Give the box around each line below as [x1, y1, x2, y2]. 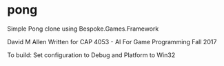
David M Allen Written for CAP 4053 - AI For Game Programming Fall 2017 [7, 37, 217, 46]
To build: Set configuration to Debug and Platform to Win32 [7, 50, 176, 59]
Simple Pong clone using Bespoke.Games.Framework [7, 24, 159, 33]
